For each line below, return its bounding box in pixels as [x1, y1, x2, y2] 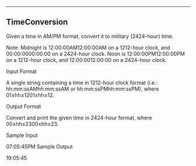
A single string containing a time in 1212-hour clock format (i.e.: [6, 79, 158, 86]
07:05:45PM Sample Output [6, 143, 73, 150]
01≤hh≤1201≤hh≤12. [6, 91, 54, 98]
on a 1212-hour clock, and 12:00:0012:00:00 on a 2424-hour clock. [6, 56, 167, 63]
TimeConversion [6, 17, 68, 27]
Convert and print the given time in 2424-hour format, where [6, 114, 152, 121]
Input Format [6, 68, 37, 75]
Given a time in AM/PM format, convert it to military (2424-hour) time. [6, 33, 174, 40]
